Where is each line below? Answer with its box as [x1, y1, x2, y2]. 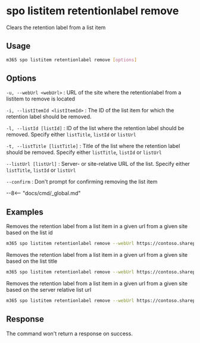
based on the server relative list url [6, 287, 92, 293]
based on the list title [6, 257, 58, 265]
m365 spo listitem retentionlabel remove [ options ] [6, 56, 137, 63]
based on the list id [6, 229, 53, 236]
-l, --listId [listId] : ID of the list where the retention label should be [6, 125, 185, 132]
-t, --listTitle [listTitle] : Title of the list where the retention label [6, 143, 180, 150]
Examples [6, 207, 43, 217]
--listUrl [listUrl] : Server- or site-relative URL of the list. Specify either [6, 161, 190, 168]
